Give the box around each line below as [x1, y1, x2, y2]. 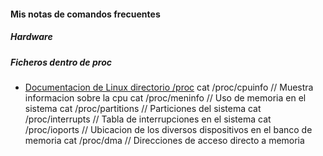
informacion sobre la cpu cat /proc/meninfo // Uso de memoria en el [24, 91, 307, 104]
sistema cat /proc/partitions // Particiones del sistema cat [24, 102, 262, 114]
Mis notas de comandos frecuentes [10, 8, 161, 20]
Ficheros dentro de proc [10, 56, 112, 68]
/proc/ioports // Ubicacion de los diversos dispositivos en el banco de [24, 123, 313, 135]
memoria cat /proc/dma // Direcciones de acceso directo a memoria [24, 134, 305, 146]
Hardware [10, 31, 53, 43]
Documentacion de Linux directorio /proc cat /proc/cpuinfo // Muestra [24, 81, 314, 93]
